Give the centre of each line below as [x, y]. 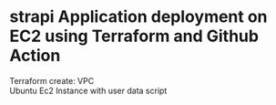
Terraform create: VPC [52, 80]
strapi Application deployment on [138, 17]
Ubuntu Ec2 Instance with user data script [88, 90]
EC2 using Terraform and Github [134, 36]
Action [35, 56]
